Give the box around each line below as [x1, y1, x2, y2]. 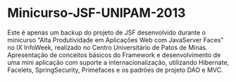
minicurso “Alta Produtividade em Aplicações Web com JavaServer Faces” [7, 35, 224, 44]
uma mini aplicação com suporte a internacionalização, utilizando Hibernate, [7, 58, 230, 66]
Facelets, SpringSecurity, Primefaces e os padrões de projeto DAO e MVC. [7, 66, 223, 74]
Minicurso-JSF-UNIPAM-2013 [7, 5, 186, 21]
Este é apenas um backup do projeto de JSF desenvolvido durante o [7, 28, 206, 37]
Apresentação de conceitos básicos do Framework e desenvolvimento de [7, 51, 221, 59]
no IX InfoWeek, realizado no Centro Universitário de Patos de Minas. [7, 43, 208, 51]
